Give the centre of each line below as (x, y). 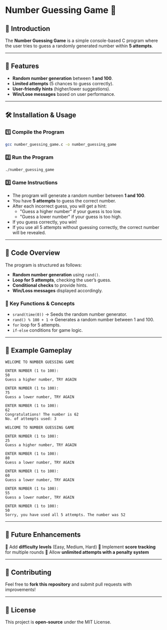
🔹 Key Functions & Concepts (40, 303)
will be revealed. (29, 232)
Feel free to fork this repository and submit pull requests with (68, 584)
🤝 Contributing (28, 572)
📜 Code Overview (33, 253)
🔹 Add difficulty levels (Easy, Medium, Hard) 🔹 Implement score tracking (80, 547)
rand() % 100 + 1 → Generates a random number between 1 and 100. (83, 319)
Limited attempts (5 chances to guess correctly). (63, 83)
